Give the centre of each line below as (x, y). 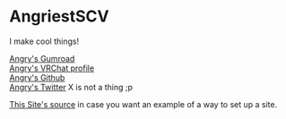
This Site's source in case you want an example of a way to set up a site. (143, 104)
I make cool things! (44, 41)
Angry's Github (37, 77)
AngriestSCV (59, 17)
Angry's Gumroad (42, 58)
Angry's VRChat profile (52, 68)
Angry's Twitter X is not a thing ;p (71, 87)
